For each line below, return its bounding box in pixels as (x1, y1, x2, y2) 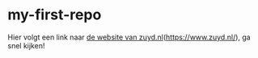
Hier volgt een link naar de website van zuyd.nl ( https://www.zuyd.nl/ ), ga (7, 32, 252, 42)
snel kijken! (7, 40, 45, 50)
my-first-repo (7, 6, 102, 24)
